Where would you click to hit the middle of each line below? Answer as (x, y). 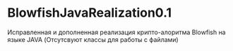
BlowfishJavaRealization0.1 (89, 13)
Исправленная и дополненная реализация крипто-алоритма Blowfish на (116, 32)
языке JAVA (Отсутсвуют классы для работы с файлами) (93, 39)
